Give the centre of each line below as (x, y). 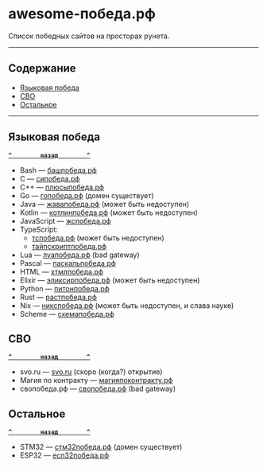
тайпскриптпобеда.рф (69, 246)
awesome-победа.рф (82, 14)
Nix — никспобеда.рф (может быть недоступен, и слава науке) (127, 305)
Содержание (43, 68)
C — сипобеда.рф (50, 178)
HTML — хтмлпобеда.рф (61, 271)
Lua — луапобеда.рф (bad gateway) (80, 255)
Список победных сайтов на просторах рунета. (89, 36)
